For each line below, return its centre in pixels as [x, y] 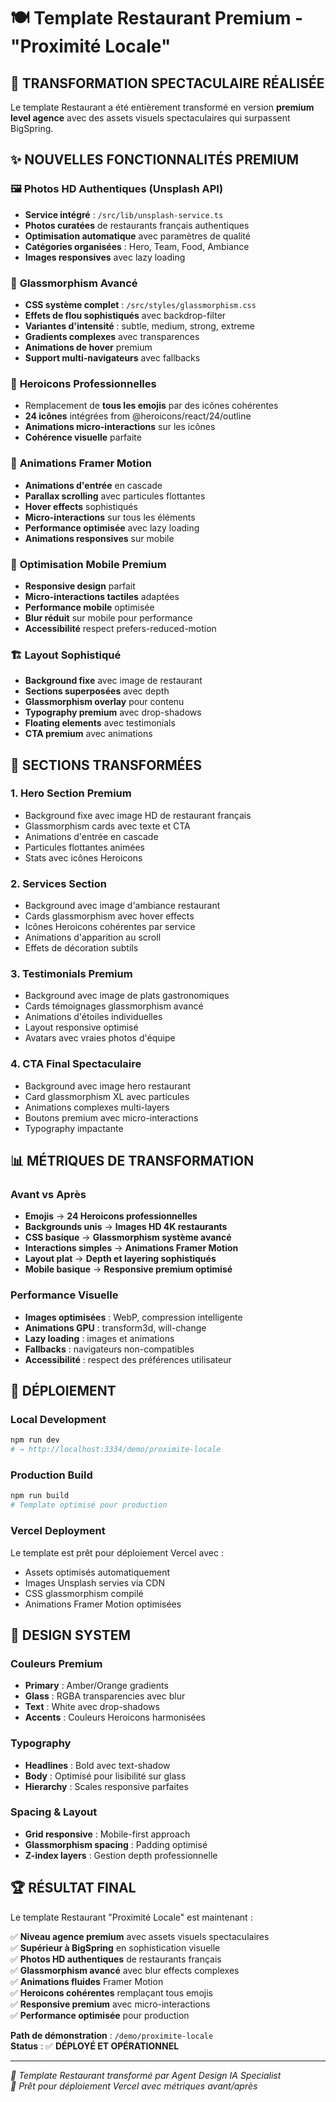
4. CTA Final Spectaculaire [76, 1064]
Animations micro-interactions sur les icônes [120, 427]
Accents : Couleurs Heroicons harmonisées [115, 1717]
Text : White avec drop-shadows [92, 1707]
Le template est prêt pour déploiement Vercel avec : [117, 1552]
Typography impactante [74, 1128]
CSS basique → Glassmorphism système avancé [128, 1237]
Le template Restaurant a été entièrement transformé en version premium [162, 107]
